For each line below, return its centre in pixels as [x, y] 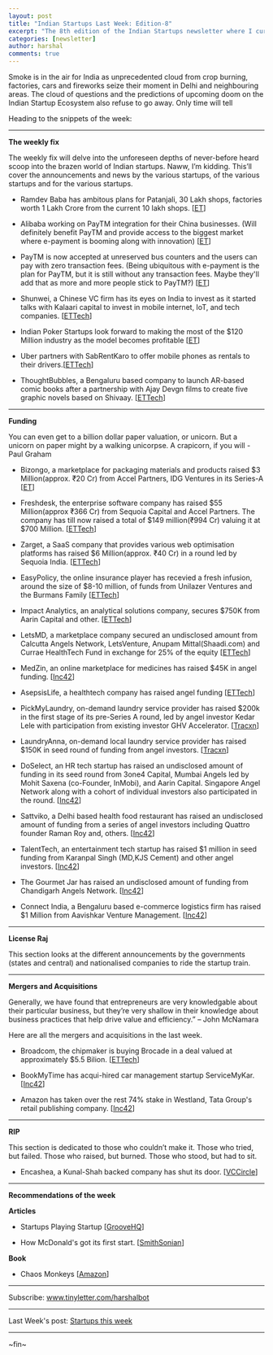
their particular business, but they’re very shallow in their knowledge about [133, 1011]
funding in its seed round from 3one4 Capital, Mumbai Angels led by [134, 774]
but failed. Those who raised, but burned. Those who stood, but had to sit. [133, 1156]
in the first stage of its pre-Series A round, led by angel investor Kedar [137, 717]
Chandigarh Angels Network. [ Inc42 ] [82, 891]
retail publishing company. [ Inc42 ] [78, 1108]
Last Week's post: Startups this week [70, 1321]
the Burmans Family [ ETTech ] [70, 595]
